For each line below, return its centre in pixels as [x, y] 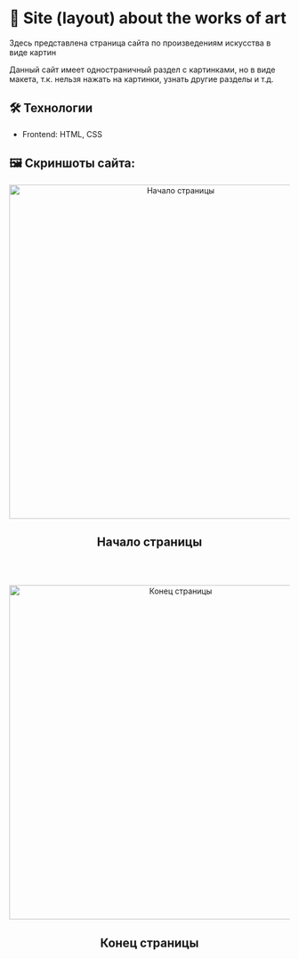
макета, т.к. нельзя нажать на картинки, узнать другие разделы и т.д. [141, 78]
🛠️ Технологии [51, 108]
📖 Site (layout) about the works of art [148, 18]
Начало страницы [149, 541]
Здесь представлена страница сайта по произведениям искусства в [140, 43]
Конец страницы [149, 943]
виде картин [32, 52]
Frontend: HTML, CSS [62, 134]
